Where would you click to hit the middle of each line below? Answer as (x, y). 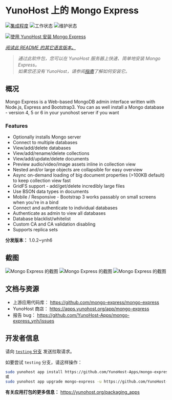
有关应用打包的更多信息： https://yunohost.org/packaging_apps (72, 392)
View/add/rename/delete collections (51, 153)
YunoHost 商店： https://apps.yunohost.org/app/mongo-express (81, 309)
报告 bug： (24, 315)
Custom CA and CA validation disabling (54, 224)
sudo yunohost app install (34, 372)
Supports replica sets (35, 230)
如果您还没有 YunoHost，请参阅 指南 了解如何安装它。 (74, 71)
